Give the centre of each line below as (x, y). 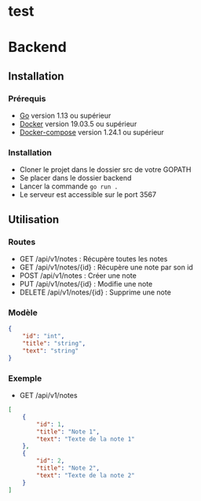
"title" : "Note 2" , (68, 468)
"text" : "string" (51, 351)
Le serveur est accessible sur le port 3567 (88, 195)
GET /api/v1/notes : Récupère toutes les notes (93, 259)
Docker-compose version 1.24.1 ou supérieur (92, 133)
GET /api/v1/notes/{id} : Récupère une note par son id (106, 267)
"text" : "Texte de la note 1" (86, 439)
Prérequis (27, 98)
